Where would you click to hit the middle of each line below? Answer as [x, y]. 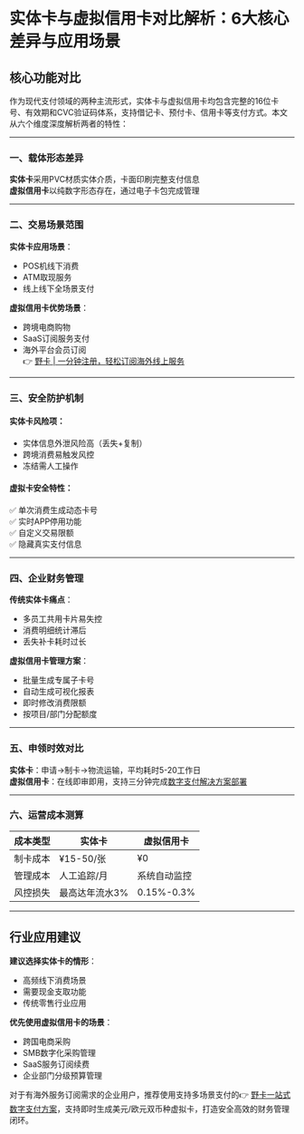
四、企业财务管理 [47, 578]
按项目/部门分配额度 [60, 714]
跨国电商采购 [46, 1041]
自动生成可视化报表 [58, 692]
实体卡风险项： [37, 422]
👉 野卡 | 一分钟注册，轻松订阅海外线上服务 [104, 361]
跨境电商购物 [46, 326]
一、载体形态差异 [47, 158]
